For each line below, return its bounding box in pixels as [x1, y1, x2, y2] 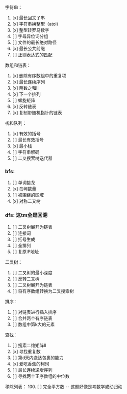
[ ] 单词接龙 [12, 179, 35, 186]
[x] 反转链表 [12, 104, 37, 109]
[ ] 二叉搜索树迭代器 [12, 155, 52, 161]
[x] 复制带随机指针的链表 [12, 110, 62, 115]
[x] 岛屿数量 [12, 186, 37, 192]
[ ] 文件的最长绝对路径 [12, 39, 57, 45]
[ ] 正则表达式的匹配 [12, 52, 52, 58]
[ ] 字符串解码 [12, 149, 40, 155]
